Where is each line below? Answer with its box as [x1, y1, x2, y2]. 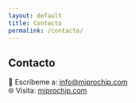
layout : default [8, 11, 62, 20]
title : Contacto [8, 19, 62, 27]
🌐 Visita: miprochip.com [8, 85, 87, 96]
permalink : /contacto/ [8, 26, 84, 34]
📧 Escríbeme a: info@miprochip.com [8, 77, 128, 87]
